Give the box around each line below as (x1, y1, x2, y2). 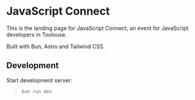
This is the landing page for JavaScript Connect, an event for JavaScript (6, 24, 189, 32)
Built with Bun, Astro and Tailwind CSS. (6, 43, 105, 50)
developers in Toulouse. (6, 30, 67, 38)
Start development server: (6, 76, 72, 84)
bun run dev (21, 88, 52, 95)
